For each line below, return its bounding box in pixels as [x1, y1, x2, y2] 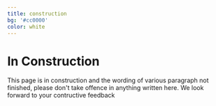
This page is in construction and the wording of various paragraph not [7, 76, 209, 84]
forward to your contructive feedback [7, 91, 115, 100]
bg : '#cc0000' [7, 17, 49, 24]
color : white [7, 23, 45, 30]
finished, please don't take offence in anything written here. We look [7, 84, 204, 92]
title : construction [7, 10, 68, 17]
